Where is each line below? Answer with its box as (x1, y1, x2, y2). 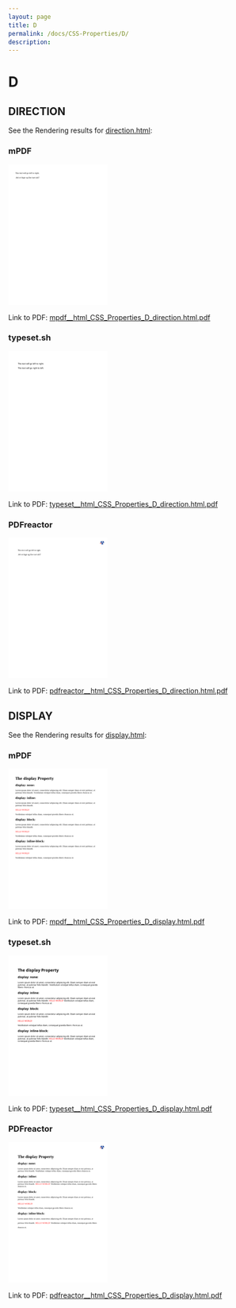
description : (8, 38, 51, 46)
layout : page (8, 13, 51, 21)
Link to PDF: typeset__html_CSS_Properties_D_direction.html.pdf (8, 499, 219, 508)
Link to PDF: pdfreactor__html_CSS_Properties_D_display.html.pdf (8, 1291, 223, 1300)
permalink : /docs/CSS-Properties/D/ (8, 29, 129, 37)
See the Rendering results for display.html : (8, 730, 147, 739)
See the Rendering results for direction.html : (8, 125, 153, 135)
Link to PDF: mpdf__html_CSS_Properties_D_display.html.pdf (8, 917, 205, 927)
